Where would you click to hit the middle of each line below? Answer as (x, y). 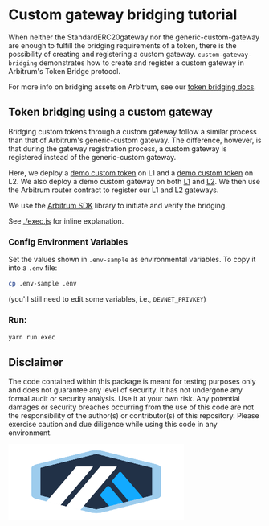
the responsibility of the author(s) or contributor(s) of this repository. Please (134, 416)
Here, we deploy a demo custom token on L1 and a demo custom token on (131, 173)
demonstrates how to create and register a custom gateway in (142, 63)
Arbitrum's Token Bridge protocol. (64, 71)
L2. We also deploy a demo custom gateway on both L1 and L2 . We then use (134, 181)
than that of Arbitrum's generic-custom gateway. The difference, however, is (135, 140)
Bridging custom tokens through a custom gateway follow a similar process (132, 131)
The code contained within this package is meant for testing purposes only (132, 382)
